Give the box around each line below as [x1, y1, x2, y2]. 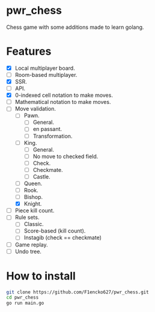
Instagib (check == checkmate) [23, 234, 102, 241]
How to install [6, 269, 76, 283]
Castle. [32, 173, 51, 180]
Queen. [23, 180, 43, 187]
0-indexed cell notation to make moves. [14, 91, 113, 99]
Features [6, 44, 52, 58]
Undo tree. [14, 248, 42, 255]
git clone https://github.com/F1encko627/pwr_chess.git [6, 289, 149, 295]
